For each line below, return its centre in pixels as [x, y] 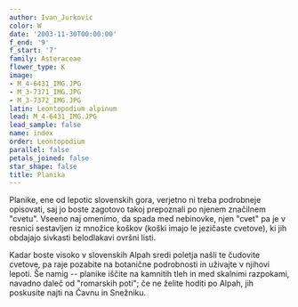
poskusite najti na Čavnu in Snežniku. [78, 293]
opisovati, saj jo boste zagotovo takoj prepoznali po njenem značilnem [138, 209]
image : [21, 76]
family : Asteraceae [45, 59]
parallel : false [39, 149]
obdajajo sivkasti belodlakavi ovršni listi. [83, 238]
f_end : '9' [29, 42]
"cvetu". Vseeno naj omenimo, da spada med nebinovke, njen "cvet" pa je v [148, 219]
